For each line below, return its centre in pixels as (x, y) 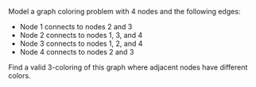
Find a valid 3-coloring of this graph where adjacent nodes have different (128, 67)
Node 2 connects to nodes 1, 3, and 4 (81, 35)
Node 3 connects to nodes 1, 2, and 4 (81, 43)
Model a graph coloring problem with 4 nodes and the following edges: (124, 11)
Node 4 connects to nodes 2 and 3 (77, 52)
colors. (19, 76)
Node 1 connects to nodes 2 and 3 (76, 26)
